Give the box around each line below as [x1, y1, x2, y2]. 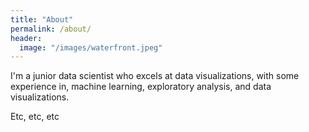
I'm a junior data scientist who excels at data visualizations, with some [10, 70, 300, 82]
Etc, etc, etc [10, 111, 60, 123]
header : [10, 33, 43, 43]
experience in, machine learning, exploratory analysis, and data [10, 81, 272, 93]
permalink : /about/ [10, 24, 92, 34]
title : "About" [10, 14, 74, 25]
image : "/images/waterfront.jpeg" [19, 42, 163, 53]
